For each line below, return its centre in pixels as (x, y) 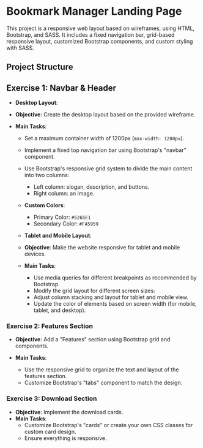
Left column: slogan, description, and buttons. (91, 187)
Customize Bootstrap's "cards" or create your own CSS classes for (109, 425)
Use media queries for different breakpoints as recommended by (115, 278)
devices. (35, 254)
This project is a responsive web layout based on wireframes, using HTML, (100, 28)
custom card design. (50, 431)
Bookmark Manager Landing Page (94, 11)
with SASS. (20, 48)
